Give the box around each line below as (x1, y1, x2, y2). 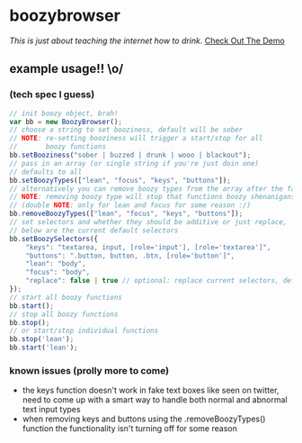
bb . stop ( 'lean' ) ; (9, 335, 75, 344)
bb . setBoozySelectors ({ (9, 234, 99, 243)
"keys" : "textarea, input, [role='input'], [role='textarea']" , (25, 242, 271, 252)
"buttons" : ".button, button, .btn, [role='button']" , (25, 251, 235, 260)
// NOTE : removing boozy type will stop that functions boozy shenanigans (9, 193, 296, 202)
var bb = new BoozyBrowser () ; (9, 117, 123, 126)
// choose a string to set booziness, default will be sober (9, 125, 244, 135)
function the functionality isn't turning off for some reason (22, 423, 238, 434)
